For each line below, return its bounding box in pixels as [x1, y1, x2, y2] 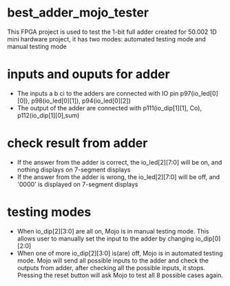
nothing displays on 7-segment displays [17, 165, 131, 174]
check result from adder [7, 136, 148, 151]
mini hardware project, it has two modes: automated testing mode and [7, 34, 207, 43]
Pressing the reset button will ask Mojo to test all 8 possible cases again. [17, 271, 224, 279]
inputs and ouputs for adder [7, 67, 170, 82]
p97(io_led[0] [180, 89, 218, 97]
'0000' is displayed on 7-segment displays [17, 180, 138, 188]
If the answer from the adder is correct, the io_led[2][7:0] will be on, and [17, 158, 222, 166]
